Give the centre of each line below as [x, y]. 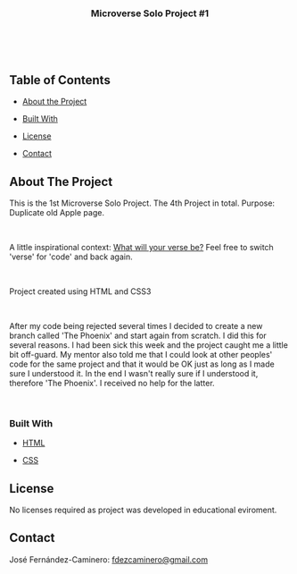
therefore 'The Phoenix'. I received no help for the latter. [112, 383]
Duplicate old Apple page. [57, 212]
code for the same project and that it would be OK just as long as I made [142, 364]
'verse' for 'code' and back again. [71, 257]
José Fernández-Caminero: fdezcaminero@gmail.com [108, 559]
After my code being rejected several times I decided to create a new [136, 325]
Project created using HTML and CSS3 [80, 291]
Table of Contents [60, 80]
